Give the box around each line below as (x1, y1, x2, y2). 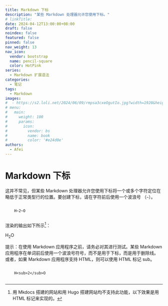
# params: (5, 119, 35, 124)
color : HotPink (9, 63, 41, 68)
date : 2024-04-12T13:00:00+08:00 (5, 21, 75, 27)
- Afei (9, 147, 23, 152)
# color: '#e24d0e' (5, 138, 64, 143)
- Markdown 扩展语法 (9, 73, 49, 78)
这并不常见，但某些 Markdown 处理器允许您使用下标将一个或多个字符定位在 (5, 187, 161, 193)
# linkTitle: (5, 17, 32, 22)
